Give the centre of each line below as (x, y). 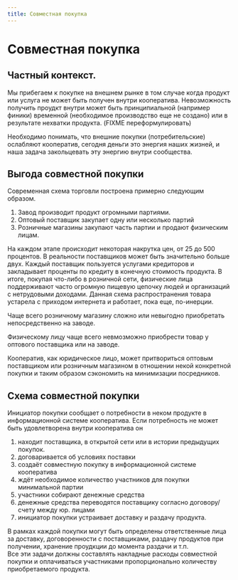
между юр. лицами (66, 510)
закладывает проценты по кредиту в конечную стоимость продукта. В (115, 272)
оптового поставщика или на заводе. (64, 344)
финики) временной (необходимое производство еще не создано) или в (118, 115)
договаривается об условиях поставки (77, 457)
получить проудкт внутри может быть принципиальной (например (109, 107)
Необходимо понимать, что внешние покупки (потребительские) (107, 137)
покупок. (31, 450)
